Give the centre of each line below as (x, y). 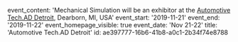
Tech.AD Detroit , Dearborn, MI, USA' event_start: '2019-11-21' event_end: (114, 17)
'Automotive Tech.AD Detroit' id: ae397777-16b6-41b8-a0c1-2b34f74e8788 (118, 32)
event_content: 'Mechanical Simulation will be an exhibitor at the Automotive (119, 10)
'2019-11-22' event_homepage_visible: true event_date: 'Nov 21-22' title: (113, 25)
